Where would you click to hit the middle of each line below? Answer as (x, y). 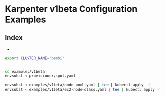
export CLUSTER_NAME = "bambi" (35, 58)
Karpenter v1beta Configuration (71, 9)
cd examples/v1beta (25, 71)
